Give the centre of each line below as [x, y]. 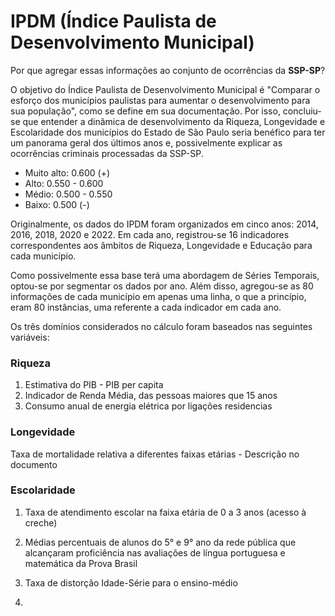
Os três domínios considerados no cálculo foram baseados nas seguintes [161, 326]
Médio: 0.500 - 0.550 [68, 194]
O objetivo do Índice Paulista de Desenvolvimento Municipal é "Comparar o [165, 89]
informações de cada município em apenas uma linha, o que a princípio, [158, 296]
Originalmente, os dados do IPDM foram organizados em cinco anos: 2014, [164, 224]
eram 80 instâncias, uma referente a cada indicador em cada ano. [146, 307]
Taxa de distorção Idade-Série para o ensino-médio [131, 582]
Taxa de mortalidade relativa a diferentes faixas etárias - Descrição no [155, 454]
